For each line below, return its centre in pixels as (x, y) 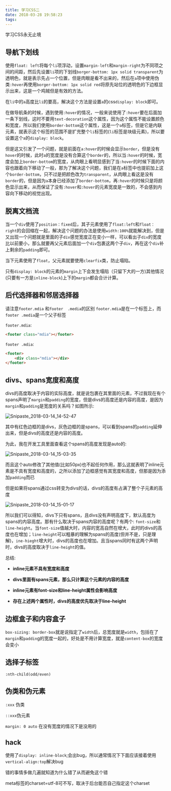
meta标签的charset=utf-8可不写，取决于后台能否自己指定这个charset (78, 783)
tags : (11, 19)
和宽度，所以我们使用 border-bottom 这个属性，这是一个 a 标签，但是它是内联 (84, 125)
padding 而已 (22, 477)
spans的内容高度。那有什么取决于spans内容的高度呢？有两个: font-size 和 (83, 522)
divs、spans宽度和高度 (42, 380)
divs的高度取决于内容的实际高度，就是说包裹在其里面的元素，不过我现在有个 (85, 393)
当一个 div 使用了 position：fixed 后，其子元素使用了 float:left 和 (73, 224)
